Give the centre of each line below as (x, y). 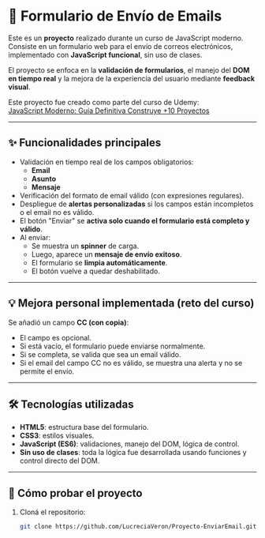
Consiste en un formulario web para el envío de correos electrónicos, (121, 46)
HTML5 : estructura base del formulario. (84, 427)
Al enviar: (35, 237)
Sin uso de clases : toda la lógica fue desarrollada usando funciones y (133, 453)
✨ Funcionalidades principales (85, 143)
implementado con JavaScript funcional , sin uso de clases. (105, 55)
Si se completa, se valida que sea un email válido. (100, 354)
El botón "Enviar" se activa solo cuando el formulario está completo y (134, 220)
